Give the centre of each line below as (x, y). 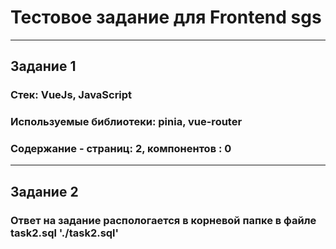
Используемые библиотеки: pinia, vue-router (126, 122)
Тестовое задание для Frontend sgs (166, 17)
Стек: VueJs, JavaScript (71, 95)
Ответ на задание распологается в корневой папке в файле (163, 220)
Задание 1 (43, 66)
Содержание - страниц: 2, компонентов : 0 (121, 149)
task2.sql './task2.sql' (65, 233)
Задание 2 (44, 191)
